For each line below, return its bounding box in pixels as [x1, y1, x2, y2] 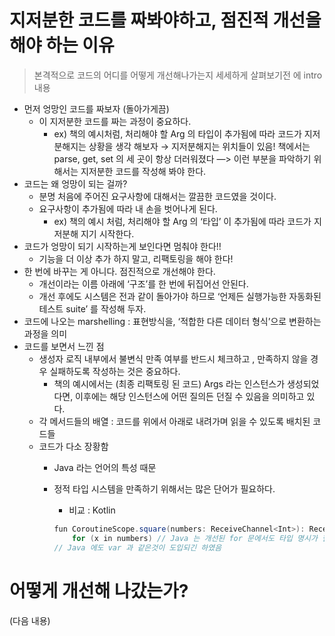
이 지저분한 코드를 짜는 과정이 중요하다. [38, 115, 192, 127]
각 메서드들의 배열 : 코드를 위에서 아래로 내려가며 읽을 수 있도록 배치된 [38, 415, 311, 427]
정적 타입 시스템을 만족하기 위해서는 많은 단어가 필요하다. [53, 482, 276, 495]
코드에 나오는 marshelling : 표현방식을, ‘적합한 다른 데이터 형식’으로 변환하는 [23, 315, 322, 327]
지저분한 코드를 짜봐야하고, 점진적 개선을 [9, 9, 322, 32]
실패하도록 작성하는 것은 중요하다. [49, 365, 181, 377]
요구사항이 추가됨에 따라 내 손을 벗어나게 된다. [38, 202, 218, 215]
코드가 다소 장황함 [38, 440, 109, 452]
